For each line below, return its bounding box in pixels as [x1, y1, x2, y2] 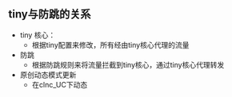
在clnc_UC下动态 [31, 80, 88, 89]
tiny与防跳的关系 [8, 7, 91, 21]
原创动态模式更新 [19, 70, 77, 80]
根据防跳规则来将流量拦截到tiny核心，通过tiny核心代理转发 [31, 60, 225, 69]
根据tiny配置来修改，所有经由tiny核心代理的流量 [31, 40, 190, 49]
